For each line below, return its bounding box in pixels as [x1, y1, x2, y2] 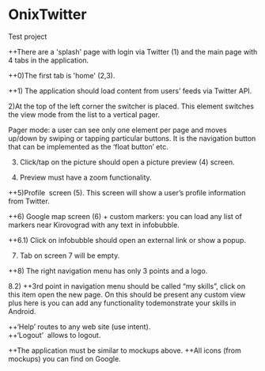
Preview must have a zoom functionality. [19, 172, 152, 182]
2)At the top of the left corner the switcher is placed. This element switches [8, 101, 255, 111]
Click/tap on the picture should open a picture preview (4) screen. [19, 157, 235, 167]
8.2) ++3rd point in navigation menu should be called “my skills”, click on [8, 281, 246, 290]
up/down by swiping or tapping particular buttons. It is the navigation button [8, 133, 256, 143]
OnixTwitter [8, 6, 87, 24]
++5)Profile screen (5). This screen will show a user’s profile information [8, 187, 246, 197]
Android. [8, 306, 36, 316]
